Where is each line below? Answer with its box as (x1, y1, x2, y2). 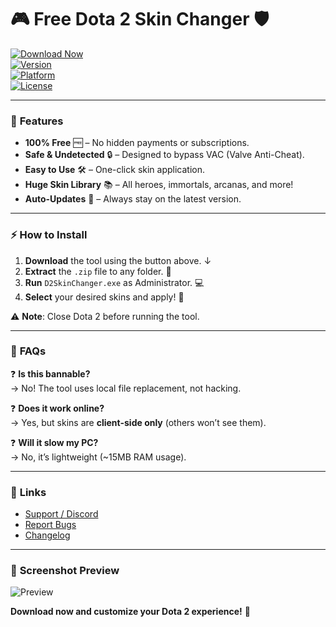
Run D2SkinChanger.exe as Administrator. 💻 (24, 276, 205, 288)
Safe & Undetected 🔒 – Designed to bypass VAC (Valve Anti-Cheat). (24, 149, 305, 161)
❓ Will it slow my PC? (10, 436, 99, 448)
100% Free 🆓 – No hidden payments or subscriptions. (24, 137, 250, 149)
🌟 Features (10, 114, 64, 128)
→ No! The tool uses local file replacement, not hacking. (10, 382, 242, 394)
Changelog (24, 529, 71, 541)
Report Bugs (24, 519, 77, 531)
